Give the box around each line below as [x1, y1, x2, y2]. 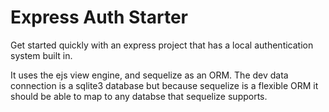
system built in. [10, 49, 73, 61]
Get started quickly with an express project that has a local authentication [10, 39, 314, 51]
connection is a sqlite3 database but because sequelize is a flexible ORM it [10, 79, 319, 91]
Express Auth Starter [10, 6, 189, 29]
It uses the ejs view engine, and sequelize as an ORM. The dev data [10, 69, 289, 81]
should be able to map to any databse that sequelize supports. [10, 90, 268, 102]
